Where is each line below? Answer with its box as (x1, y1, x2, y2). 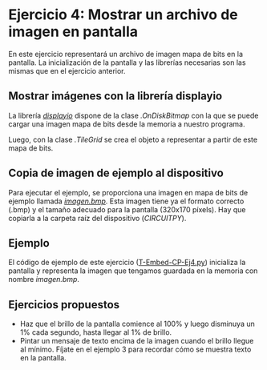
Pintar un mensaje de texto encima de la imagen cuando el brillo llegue (19, 336, 254, 346)
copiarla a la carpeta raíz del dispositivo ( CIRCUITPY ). (8, 213, 187, 223)
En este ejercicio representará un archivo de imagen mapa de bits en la (8, 49, 243, 58)
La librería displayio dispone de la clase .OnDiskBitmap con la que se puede (8, 111, 259, 120)
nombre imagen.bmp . (8, 275, 80, 284)
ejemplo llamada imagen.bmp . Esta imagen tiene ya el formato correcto (8, 196, 245, 206)
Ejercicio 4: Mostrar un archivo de (8, 6, 238, 24)
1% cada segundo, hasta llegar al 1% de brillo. (19, 328, 172, 337)
